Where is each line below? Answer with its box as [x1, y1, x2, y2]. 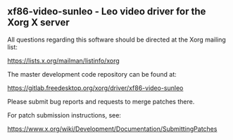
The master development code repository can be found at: [7, 70, 177, 78]
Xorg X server [7, 17, 70, 29]
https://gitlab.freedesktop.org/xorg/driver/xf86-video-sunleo [7, 84, 184, 92]
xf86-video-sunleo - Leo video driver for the [7, 6, 206, 18]
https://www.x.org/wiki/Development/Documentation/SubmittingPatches [7, 125, 218, 133]
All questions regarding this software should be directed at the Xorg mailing [7, 35, 227, 44]
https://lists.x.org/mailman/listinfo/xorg [7, 56, 120, 65]
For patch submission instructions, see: [7, 110, 122, 119]
